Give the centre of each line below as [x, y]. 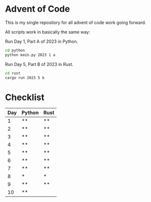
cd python [15, 50]
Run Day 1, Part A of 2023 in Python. [42, 41]
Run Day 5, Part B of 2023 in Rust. [39, 64]
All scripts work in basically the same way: [47, 32]
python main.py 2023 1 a [30, 55]
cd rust [13, 73]
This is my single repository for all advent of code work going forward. [75, 22]
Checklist [25, 97]
